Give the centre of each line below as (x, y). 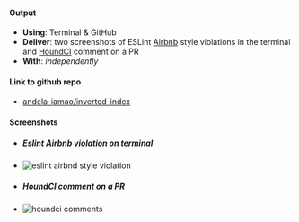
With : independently (60, 61)
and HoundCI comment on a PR (80, 52)
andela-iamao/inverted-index (76, 102)
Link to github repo (45, 82)
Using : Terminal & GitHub (69, 32)
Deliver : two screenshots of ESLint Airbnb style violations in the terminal (156, 42)
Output (23, 13)
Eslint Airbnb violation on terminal (88, 143)
